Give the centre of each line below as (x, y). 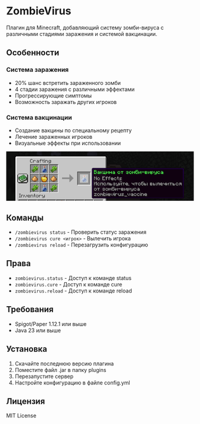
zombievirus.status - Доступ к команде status (73, 278)
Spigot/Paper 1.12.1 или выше (51, 324)
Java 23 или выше (38, 330)
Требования (30, 309)
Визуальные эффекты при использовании (68, 143)
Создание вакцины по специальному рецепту (73, 130)
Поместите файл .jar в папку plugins (60, 370)
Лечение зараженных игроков (54, 136)
